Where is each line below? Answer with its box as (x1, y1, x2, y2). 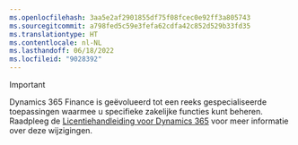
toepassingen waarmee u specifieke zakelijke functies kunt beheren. (9, 107, 263, 116)
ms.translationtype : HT (9, 30, 99, 38)
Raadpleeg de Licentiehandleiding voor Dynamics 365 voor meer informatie (9, 115, 289, 126)
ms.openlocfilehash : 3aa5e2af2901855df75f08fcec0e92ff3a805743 (9, 13, 251, 22)
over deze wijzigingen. (9, 125, 92, 135)
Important (9, 80, 46, 90)
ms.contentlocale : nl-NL (9, 38, 102, 47)
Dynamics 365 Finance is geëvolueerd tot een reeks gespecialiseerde (9, 97, 267, 107)
